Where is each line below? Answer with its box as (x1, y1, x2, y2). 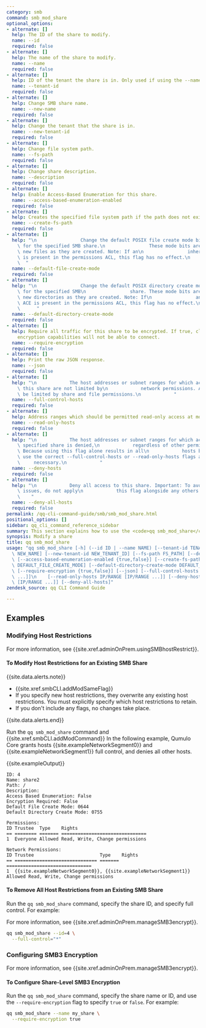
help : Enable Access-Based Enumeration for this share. (12, 191, 158, 198)
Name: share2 (6, 777, 40, 783)
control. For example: (6, 907, 60, 914)
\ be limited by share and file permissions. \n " (17, 391, 177, 397)
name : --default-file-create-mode (12, 266, 100, 272)
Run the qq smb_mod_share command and (6, 728, 109, 735)
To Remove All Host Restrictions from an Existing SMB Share (6, 886, 164, 894)
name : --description (12, 174, 64, 181)
